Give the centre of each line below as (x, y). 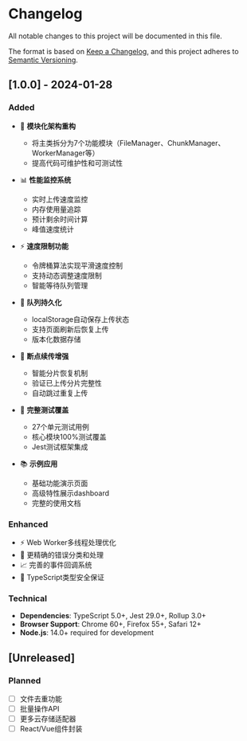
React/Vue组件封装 (51, 729)
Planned (25, 680)
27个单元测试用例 (61, 426)
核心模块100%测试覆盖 (69, 437)
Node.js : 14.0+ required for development (86, 633)
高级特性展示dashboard (71, 493)
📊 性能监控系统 (45, 179)
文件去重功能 (41, 699)
